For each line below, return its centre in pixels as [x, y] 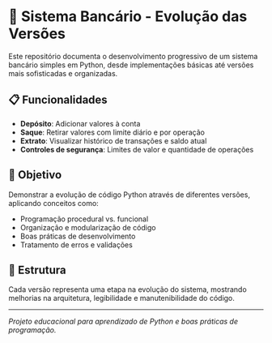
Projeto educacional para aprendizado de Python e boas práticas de [123, 322]
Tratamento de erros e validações [76, 244]
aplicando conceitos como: [53, 203]
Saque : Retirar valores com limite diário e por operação [112, 132]
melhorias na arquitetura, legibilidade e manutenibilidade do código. [121, 298]
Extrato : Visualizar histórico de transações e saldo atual [113, 140]
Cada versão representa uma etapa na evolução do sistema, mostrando [127, 289]
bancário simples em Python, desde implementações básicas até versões [131, 65]
